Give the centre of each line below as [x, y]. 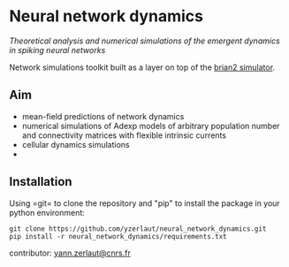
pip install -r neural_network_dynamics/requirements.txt [118, 236]
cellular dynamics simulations [76, 144]
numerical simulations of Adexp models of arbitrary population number [151, 126]
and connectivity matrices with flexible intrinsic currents [124, 135]
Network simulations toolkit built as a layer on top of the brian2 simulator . [142, 67]
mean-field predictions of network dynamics [103, 116]
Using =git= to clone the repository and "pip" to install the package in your [144, 203]
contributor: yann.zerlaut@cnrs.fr [70, 253]
